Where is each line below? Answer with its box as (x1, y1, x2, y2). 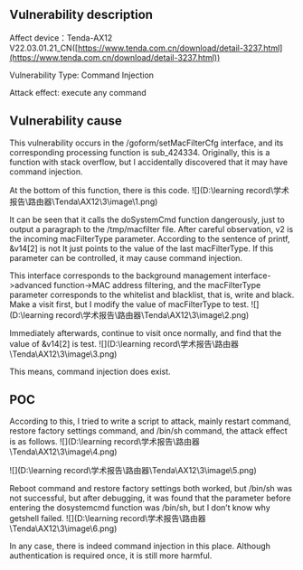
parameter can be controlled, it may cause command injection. (9, 252, 242, 263)
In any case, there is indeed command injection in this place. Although (9, 541, 271, 552)
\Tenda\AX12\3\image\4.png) (9, 446, 118, 457)
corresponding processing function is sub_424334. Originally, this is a (9, 146, 270, 157)
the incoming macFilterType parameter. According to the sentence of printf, (9, 233, 290, 244)
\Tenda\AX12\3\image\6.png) (9, 523, 118, 534)
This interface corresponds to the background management (9, 270, 232, 281)
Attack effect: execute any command (9, 87, 147, 98)
